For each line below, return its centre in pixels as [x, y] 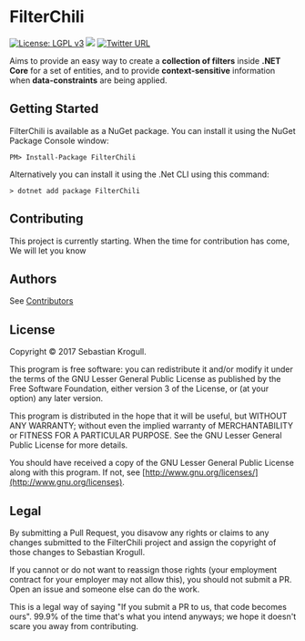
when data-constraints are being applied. [88, 80]
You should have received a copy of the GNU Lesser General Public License [152, 463]
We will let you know [48, 250]
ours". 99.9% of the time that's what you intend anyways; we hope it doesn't [153, 616]
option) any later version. [56, 398]
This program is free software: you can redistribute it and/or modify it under [151, 369]
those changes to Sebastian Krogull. [77, 552]
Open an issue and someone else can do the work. [105, 589]
